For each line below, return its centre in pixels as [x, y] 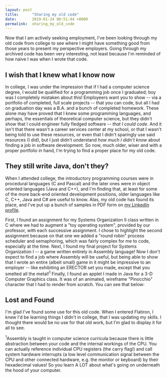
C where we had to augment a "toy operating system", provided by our [78, 225]
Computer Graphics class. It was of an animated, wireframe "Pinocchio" [79, 279]
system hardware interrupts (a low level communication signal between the [82, 354]
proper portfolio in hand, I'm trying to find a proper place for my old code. [81, 151]
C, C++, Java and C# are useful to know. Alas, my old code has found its [80, 199]
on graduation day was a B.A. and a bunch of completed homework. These [82, 108]
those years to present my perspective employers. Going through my [76, 48]
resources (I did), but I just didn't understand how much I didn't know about [83, 140]
